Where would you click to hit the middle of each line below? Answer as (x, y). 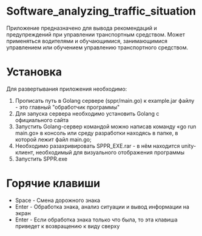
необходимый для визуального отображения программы (110, 152)
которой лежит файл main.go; (53, 139)
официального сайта (42, 120)
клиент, (25, 152)
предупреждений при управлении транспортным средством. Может (96, 34)
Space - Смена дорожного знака (58, 200)
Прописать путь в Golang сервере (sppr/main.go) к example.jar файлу (105, 100)
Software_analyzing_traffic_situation (101, 11)
